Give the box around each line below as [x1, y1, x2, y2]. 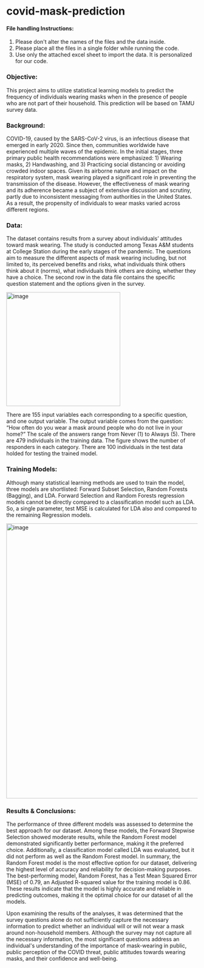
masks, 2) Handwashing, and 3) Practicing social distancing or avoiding [6, 160, 186, 168]
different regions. [6, 205, 50, 213]
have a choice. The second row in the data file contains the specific [6, 273, 176, 281]
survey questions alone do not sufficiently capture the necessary [6, 916, 169, 923]
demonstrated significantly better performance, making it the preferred [6, 840, 184, 847]
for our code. [15, 58, 49, 65]
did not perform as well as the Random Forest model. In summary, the [6, 853, 181, 860]
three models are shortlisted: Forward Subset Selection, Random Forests [6, 485, 188, 493]
